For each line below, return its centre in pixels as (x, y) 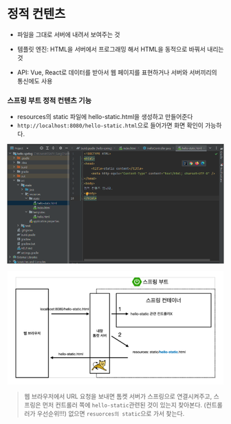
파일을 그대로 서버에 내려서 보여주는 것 (68, 34)
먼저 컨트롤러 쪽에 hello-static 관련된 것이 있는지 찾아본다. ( (124, 405)
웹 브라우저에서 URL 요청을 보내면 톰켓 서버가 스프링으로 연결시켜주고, (118, 396)
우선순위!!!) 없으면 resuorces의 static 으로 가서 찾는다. (111, 414)
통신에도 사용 (35, 81)
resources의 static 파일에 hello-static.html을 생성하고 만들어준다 (105, 117)
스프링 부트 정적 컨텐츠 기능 (49, 100)
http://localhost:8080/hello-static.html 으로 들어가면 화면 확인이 (110, 125)
